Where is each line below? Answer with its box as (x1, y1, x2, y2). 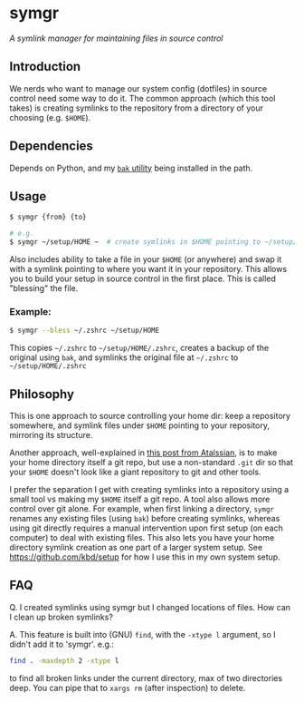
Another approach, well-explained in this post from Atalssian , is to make (9, 447, 278, 458)
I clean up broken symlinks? (9, 611, 113, 622)
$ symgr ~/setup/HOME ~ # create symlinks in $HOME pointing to (9, 238, 261, 247)
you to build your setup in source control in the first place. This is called (9, 273, 276, 284)
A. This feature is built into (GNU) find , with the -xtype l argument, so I (9, 629, 276, 639)
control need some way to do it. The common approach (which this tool (9, 93, 276, 103)
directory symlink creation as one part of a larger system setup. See (9, 541, 263, 552)
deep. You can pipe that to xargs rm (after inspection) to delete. (9, 682, 246, 693)
